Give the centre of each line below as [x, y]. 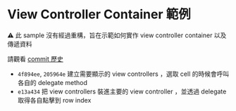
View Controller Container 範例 [99, 14]
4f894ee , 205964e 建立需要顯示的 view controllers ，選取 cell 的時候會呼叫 [123, 74]
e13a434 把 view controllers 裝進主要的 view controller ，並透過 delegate [122, 91]
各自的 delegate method [52, 82]
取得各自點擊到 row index [54, 100]
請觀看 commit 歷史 [35, 59]
